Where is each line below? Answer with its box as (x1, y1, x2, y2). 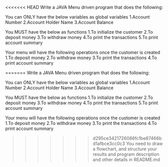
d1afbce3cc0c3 (93, 140, 125, 146)
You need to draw (126, 140, 163, 146)
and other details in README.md (93, 156, 160, 162)
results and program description (93, 151, 159, 157)
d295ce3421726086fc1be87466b (93, 135, 162, 141)
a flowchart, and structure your (93, 146, 157, 152)
